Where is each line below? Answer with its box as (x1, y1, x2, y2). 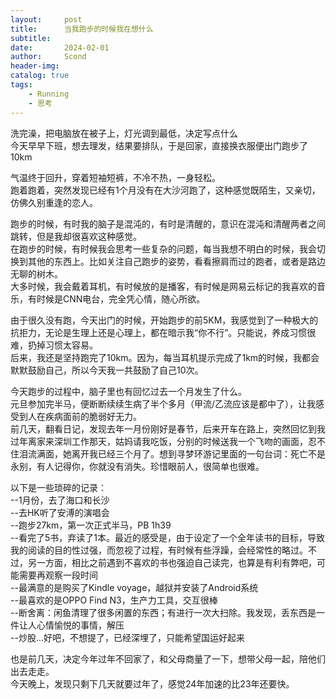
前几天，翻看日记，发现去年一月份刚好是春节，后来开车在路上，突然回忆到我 (10, 422, 326, 435)
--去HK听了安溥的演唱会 (10, 506, 110, 518)
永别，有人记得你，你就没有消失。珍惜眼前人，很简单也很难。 (10, 460, 265, 472)
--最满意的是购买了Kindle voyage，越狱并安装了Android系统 (10, 581, 259, 593)
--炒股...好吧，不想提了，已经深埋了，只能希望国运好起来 (10, 631, 245, 643)
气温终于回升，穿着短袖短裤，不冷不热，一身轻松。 (10, 171, 221, 183)
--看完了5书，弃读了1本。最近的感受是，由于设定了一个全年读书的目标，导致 (10, 531, 325, 543)
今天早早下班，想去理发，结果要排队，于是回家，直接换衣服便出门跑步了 (10, 139, 308, 151)
